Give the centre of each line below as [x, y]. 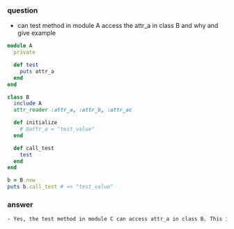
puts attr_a [37, 71]
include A [28, 103]
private [25, 52]
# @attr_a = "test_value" [57, 129]
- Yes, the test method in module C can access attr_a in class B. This [115, 219]
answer [20, 205]
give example [37, 33]
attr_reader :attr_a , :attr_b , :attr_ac [73, 110]
